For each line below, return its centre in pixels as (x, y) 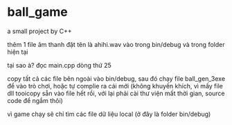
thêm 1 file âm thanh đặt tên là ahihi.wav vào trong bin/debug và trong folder (116, 44)
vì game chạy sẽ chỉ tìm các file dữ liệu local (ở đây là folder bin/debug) (109, 114)
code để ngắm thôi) (35, 100)
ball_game (37, 12)
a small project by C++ (39, 31)
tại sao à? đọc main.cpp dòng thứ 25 (60, 65)
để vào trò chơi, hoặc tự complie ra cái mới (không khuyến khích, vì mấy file (115, 86)
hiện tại (18, 52)
